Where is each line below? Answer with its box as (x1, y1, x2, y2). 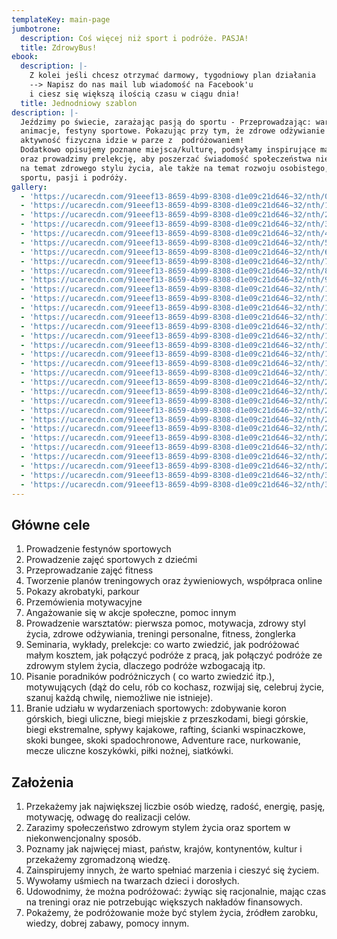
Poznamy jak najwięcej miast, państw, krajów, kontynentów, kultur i (25, 843, 303, 855)
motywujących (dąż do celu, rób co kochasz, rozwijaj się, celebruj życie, (25, 681, 325, 693)
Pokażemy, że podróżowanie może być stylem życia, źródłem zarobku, (25, 907, 319, 918)
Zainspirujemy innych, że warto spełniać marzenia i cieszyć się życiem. (25, 864, 320, 876)
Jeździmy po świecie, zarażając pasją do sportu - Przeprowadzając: (20, 117, 312, 127)
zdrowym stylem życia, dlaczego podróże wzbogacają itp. (25, 660, 266, 672)
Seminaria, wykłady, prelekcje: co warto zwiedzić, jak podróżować (25, 639, 300, 651)
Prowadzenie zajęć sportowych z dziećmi (25, 554, 198, 566)
